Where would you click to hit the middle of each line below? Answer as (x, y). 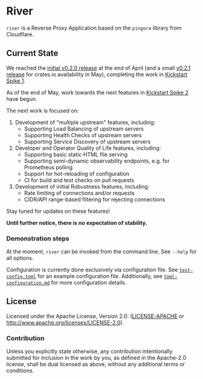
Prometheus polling (48, 167)
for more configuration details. (89, 283)
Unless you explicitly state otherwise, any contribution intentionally (89, 351)
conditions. (20, 371)
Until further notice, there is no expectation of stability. (77, 222)
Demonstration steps (38, 238)
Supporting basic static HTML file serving (76, 154)
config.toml (21, 277)
